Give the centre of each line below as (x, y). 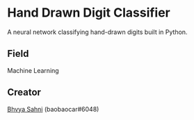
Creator (24, 93)
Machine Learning (33, 70)
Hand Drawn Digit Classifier (89, 13)
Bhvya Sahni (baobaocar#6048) (53, 109)
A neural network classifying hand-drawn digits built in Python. (97, 32)
